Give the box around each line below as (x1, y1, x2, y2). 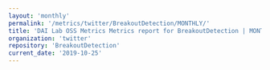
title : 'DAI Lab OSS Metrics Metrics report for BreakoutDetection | (8, 27, 247, 35)
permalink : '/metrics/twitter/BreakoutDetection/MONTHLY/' (8, 19, 211, 27)
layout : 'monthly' (8, 11, 70, 20)
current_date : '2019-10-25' (8, 49, 103, 57)
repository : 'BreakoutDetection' (8, 42, 121, 50)
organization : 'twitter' (8, 34, 92, 43)
